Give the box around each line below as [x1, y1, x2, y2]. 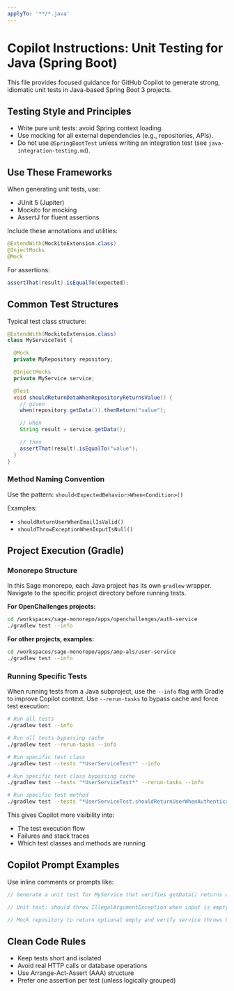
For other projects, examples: [7, 635, 95, 643]
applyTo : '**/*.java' [7, 10, 70, 17]
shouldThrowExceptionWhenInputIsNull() [17, 526, 134, 533]
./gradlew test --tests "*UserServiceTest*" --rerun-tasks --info [7, 779, 204, 786]
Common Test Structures [7, 299, 119, 311]
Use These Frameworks [7, 166, 113, 178]
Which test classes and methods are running [17, 839, 146, 848]
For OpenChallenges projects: [7, 602, 96, 611]
